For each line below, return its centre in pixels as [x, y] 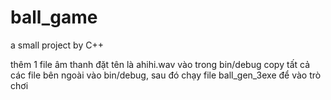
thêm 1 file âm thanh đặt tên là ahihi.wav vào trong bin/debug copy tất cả [160, 64]
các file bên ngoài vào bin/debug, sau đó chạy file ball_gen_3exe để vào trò [166, 75]
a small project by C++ [57, 45]
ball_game [54, 17]
